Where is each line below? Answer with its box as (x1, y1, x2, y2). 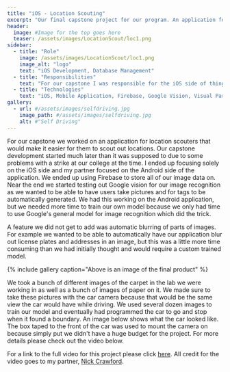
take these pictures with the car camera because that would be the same (7, 293, 213, 301)
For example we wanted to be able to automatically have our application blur (7, 230, 222, 238)
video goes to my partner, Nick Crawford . (7, 357, 125, 365)
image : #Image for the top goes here (13, 29, 121, 36)
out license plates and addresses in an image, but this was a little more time (7, 237, 220, 245)
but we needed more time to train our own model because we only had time (7, 202, 220, 211)
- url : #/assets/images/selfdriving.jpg (13, 105, 130, 112)
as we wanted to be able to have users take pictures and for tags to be (7, 187, 206, 196)
